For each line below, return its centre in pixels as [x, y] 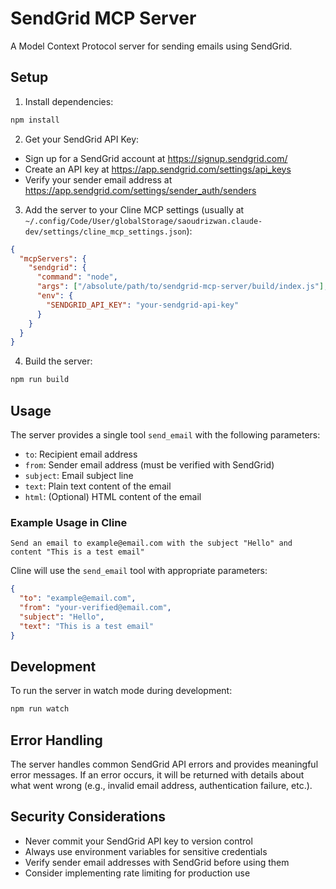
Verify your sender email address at [98, 179]
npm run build [40, 380]
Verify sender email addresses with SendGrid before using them [157, 862]
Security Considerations [88, 817]
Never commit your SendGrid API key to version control [138, 841]
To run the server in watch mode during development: [121, 691]
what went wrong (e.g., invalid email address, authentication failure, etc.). [161, 785]
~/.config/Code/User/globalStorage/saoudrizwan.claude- [143, 221]
